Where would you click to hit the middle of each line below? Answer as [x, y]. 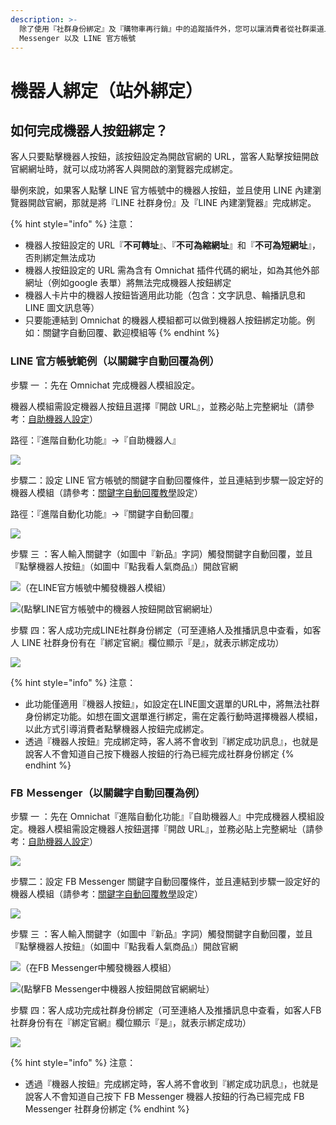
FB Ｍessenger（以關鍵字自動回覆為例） [108, 793]
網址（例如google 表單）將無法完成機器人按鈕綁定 [128, 283]
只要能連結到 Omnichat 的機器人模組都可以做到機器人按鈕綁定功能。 [165, 320]
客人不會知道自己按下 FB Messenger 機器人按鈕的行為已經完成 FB [169, 1096]
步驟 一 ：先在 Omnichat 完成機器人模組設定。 [105, 385]
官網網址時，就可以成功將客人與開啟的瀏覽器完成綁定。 [124, 169]
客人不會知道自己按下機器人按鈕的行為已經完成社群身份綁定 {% [164, 753]
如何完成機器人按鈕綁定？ [89, 130]
